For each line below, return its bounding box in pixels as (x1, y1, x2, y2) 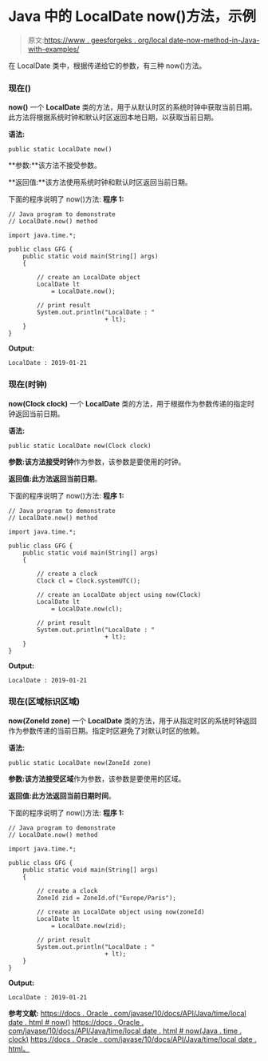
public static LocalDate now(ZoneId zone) (8, 759, 152, 767)
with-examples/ (27, 44, 80, 54)
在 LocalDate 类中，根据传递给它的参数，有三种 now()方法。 (8, 61, 207, 70)
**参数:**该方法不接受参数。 (8, 161, 102, 170)
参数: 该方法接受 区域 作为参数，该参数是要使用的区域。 (8, 774, 186, 783)
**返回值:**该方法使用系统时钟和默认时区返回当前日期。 (8, 178, 193, 187)
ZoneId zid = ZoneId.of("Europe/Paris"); (37, 894, 177, 902)
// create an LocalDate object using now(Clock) (37, 591, 202, 599)
